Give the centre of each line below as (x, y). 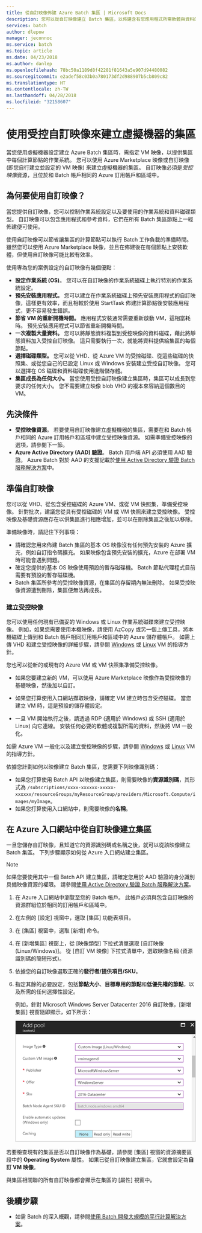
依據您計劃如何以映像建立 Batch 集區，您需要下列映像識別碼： (83, 766)
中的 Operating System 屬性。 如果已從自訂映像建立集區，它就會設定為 (100, 1160)
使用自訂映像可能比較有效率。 (59, 254)
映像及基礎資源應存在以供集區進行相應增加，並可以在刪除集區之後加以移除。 (101, 519)
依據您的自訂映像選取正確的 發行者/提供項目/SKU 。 (78, 972)
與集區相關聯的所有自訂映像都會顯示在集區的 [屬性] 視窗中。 (81, 1180)
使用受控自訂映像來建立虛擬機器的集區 (101, 134)
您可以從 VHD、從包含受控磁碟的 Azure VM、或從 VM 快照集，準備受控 (95, 504)
